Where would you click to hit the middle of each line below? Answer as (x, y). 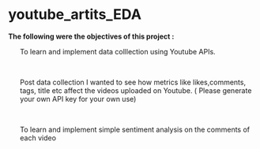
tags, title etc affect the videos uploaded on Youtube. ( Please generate (136, 90)
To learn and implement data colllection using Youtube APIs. (117, 51)
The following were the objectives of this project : (91, 36)
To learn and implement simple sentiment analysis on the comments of (135, 129)
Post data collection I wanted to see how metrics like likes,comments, (133, 82)
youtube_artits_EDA (75, 15)
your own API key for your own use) (78, 99)
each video (38, 138)
